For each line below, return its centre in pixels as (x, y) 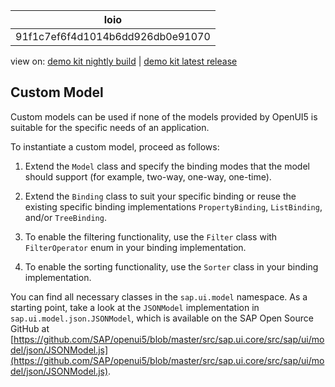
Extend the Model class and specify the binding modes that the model (167, 166)
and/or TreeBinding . (65, 217)
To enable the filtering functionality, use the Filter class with (151, 236)
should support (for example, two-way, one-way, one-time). (148, 176)
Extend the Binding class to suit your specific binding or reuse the (160, 196)
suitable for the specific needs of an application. (110, 127)
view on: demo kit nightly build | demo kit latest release (124, 61)
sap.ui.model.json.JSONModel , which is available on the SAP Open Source (162, 318)
